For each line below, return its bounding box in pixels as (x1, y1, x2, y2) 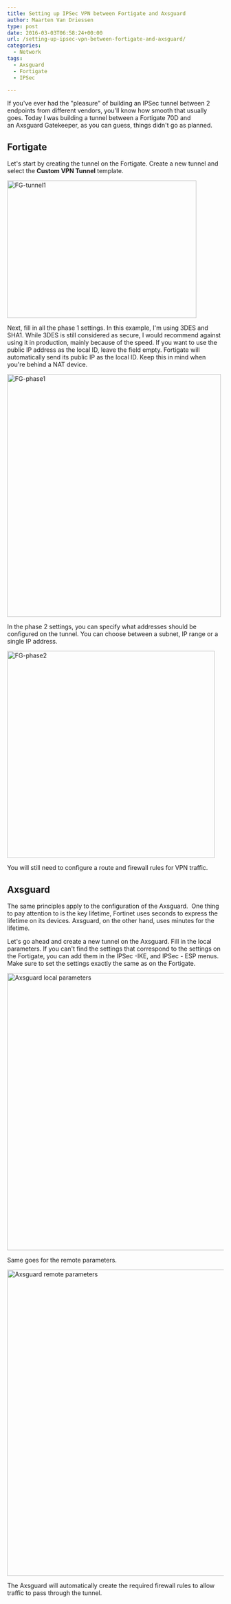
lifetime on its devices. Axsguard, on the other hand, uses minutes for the (7, 917, 214, 924)
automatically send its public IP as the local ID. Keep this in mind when (7, 353, 206, 362)
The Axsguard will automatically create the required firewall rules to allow (7, 1581, 215, 1590)
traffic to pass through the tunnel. (7, 1589, 102, 1597)
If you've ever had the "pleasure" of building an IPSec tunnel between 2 (7, 99, 210, 108)
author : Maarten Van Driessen (7, 17, 94, 23)
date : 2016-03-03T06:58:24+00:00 (7, 29, 103, 37)
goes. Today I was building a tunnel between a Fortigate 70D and (7, 114, 191, 122)
